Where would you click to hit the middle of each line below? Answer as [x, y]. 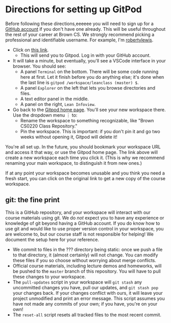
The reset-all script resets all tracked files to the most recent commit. [87, 315]
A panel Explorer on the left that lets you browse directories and [88, 88]
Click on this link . [31, 50]
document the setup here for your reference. [52, 240]
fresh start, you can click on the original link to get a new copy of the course [86, 178]
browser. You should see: [39, 66]
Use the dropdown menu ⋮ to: [45, 115]
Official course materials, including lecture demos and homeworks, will [87, 266]
